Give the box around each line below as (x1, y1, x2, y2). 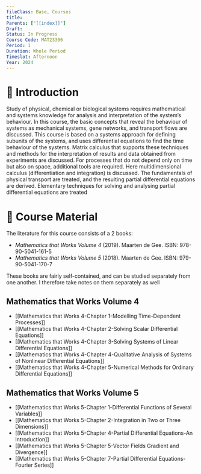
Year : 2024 (6, 59, 34, 65)
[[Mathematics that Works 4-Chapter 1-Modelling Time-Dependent (14, 312, 181, 320)
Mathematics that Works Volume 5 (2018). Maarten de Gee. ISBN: (14, 254, 179, 261)
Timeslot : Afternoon (6, 54, 58, 60)
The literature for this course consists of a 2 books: (6, 230, 134, 237)
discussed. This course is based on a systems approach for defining (6, 131, 176, 138)
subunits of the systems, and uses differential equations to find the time (6, 137, 184, 145)
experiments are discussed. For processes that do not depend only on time (6, 156, 193, 164)
